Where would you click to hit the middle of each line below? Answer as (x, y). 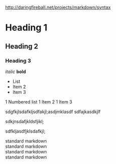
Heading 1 (26, 28)
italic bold (16, 71)
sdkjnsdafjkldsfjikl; (25, 121)
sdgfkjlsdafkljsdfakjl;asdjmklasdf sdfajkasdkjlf (53, 112)
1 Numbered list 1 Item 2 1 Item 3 (39, 102)
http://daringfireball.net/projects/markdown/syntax (58, 7)
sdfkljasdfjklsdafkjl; (25, 131)
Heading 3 (18, 61)
